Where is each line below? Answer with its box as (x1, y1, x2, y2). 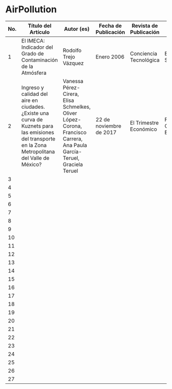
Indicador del (21, 44, 53, 51)
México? (21, 160, 42, 168)
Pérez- (62, 84, 80, 91)
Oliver (62, 109, 77, 116)
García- (62, 148, 82, 155)
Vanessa (62, 77, 83, 85)
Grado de (21, 50, 45, 57)
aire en (21, 96, 38, 104)
